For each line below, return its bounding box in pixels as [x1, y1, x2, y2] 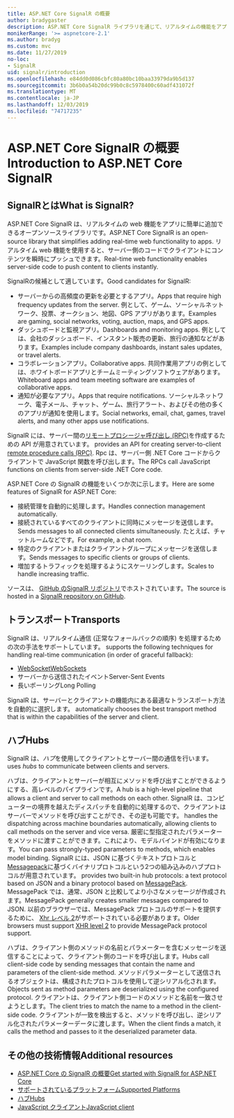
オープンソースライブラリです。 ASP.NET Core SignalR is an [19, 228, 189, 236]
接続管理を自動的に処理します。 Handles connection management [17, 501, 205, 510]
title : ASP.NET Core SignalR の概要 [7, 10, 111, 17]
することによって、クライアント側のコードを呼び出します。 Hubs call [13, 952, 210, 961]
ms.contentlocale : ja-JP [7, 95, 79, 102]
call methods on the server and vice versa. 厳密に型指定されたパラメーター [7, 828, 223, 836]
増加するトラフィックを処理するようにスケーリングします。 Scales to [17, 561, 214, 570]
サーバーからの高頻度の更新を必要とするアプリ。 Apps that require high [17, 292, 221, 300]
